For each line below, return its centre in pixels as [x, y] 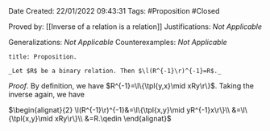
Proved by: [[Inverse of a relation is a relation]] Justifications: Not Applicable [135, 27]
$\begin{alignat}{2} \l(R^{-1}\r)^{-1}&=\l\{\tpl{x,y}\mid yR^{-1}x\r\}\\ [119, 110]
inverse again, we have [46, 94]
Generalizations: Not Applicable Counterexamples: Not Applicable [118, 42]
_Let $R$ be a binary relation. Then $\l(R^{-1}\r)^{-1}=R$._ [115, 71]
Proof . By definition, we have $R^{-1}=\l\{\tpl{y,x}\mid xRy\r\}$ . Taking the [131, 86]
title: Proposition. [43, 57]
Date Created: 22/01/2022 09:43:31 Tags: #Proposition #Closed [114, 11]
